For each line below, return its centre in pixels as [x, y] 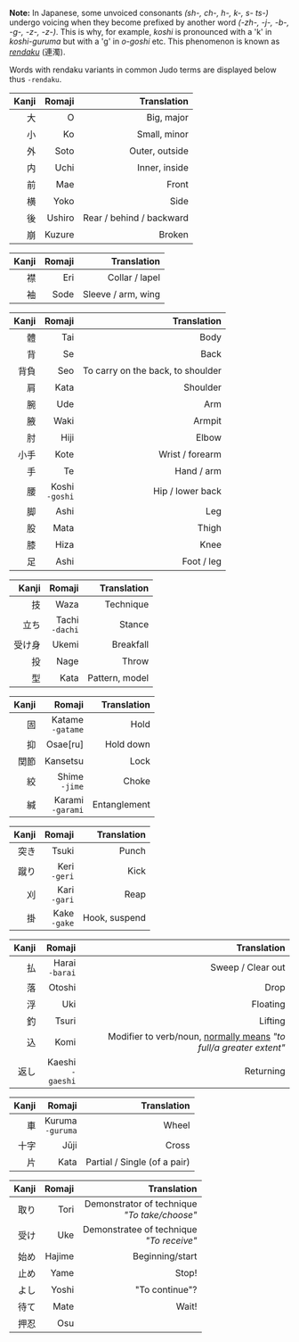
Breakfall [130, 644]
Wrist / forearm [190, 454]
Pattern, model [118, 678]
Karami [69, 800]
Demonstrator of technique [141, 1204]
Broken [174, 234]
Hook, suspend [115, 918]
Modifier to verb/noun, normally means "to [197, 1036]
